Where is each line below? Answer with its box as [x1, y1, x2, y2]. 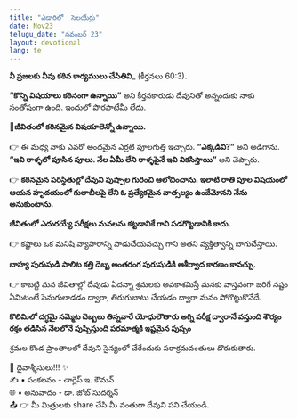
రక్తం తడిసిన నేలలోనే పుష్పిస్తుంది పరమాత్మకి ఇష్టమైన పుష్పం [9, 323, 191, 334]
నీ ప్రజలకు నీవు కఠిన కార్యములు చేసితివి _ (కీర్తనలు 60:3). [9, 70, 188, 81]
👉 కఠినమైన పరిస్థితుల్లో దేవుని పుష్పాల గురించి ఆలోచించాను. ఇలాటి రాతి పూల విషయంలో [9, 175, 287, 185]
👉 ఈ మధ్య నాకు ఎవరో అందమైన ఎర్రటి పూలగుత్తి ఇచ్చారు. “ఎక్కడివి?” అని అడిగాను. [9, 142, 280, 152]
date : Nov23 [9, 21, 53, 30]
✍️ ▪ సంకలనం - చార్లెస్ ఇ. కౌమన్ [9, 374, 115, 385]
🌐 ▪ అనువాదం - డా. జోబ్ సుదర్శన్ [9, 387, 119, 398]
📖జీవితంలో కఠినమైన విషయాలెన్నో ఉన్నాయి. [9, 121, 147, 132]
